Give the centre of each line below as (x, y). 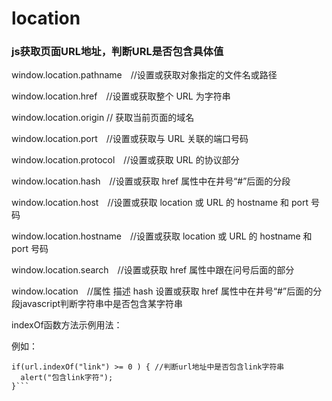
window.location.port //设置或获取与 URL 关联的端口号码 (130, 139)
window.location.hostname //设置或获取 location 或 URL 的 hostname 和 (162, 236)
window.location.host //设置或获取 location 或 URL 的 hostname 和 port (160, 203)
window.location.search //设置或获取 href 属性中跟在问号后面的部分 (153, 270)
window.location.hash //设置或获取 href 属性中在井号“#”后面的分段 (151, 181)
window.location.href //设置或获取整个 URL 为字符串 (121, 96)
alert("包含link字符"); (67, 378)
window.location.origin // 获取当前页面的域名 (103, 118)
